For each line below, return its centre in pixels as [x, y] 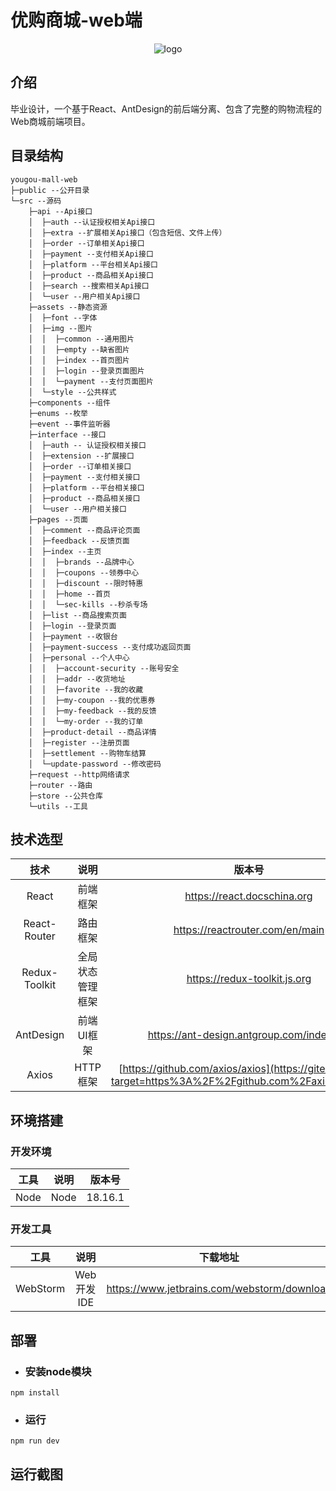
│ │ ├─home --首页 [69, 594]
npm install [35, 1393]
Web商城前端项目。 [50, 121]
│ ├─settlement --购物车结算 [87, 753]
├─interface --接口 [67, 434]
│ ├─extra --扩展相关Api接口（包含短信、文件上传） [127, 232]
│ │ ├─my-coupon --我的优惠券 [92, 700]
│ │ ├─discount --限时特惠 [86, 583]
